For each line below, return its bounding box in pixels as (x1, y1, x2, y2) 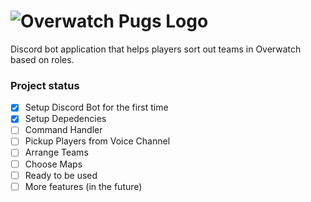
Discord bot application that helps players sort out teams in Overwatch (10, 43, 302, 55)
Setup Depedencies (24, 113, 107, 125)
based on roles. (10, 53, 75, 65)
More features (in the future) (24, 180, 143, 192)
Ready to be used (24, 169, 98, 181)
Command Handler (24, 124, 103, 136)
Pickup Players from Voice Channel (24, 135, 171, 147)
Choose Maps (24, 158, 83, 170)
